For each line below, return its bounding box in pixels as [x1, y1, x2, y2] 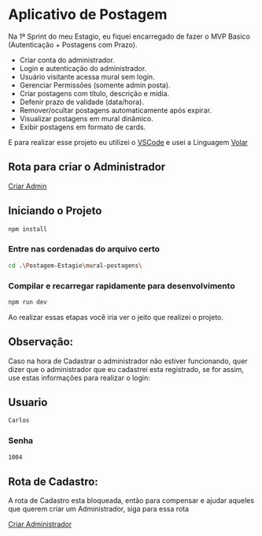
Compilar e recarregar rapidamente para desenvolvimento [8, 280, 235, 291]
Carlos [8, 416, 30, 425]
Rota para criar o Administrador [8, 160, 166, 174]
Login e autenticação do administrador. [19, 63, 147, 73]
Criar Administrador [8, 519, 72, 529]
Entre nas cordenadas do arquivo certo [8, 244, 160, 255]
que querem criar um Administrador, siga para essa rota [8, 504, 190, 514]
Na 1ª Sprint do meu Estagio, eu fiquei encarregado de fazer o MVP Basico [8, 32, 250, 41]
